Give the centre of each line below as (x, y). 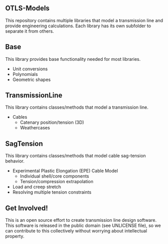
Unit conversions (30, 69)
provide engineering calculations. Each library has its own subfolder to (78, 26)
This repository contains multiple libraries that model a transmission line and (84, 20)
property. (15, 236)
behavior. (15, 161)
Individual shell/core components (55, 176)
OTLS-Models (27, 8)
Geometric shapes (32, 79)
